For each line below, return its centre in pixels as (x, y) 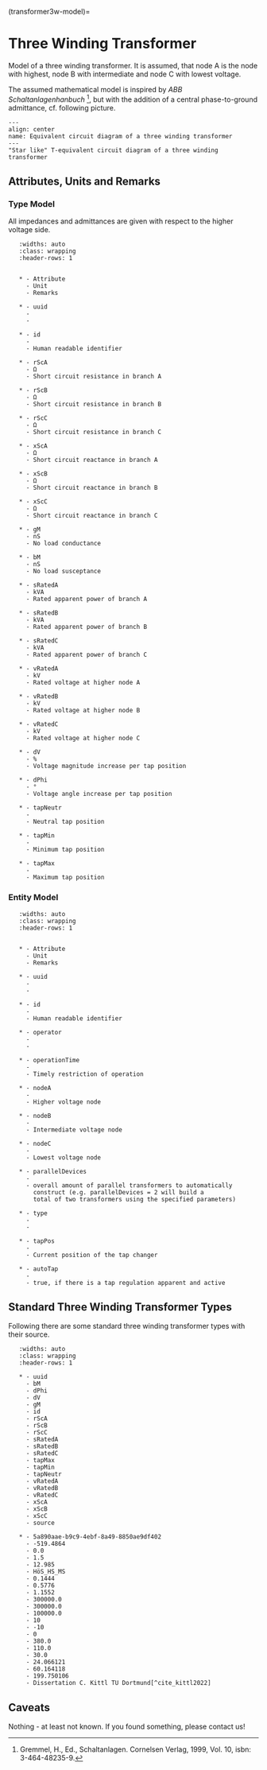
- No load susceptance (64, 572)
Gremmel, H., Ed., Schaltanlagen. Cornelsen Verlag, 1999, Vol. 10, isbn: (135, 1749)
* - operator (40, 1032)
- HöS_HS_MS (46, 1572)
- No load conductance (64, 544)
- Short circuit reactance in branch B (92, 488)
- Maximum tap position (65, 878)
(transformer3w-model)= (49, 12)
